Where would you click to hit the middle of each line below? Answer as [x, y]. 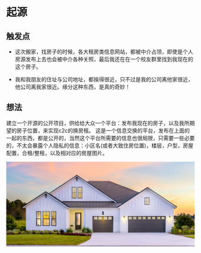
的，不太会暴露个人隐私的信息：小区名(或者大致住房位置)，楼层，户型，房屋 [100, 145]
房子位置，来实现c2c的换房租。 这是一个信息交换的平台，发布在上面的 [103, 130]
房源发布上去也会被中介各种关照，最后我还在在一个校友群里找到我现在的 [104, 59]
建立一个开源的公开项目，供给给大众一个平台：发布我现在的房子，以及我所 [98, 123]
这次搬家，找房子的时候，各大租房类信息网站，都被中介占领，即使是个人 [104, 52]
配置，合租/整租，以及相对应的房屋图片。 [57, 153]
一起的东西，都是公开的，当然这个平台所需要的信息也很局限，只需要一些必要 [100, 138]
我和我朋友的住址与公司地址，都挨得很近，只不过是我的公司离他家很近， [104, 79]
